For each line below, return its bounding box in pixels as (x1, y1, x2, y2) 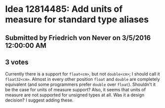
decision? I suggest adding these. (5, 97, 74, 103)
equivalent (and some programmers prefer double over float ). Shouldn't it (5, 81, 156, 87)
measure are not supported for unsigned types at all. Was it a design (5, 92, 145, 98)
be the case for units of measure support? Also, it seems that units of (5, 87, 146, 93)
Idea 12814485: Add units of (5, 3, 123, 15)
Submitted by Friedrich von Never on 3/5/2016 (5, 34, 151, 42)
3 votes (5, 58, 29, 66)
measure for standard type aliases (5, 14, 149, 25)
